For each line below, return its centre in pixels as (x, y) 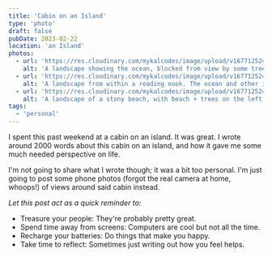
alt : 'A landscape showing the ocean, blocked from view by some (136, 69)
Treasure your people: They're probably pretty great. (108, 218)
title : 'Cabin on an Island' (57, 16)
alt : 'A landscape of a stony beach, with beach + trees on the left (143, 99)
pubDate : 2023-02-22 (43, 39)
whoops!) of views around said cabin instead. (84, 187)
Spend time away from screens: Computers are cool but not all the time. (140, 227)
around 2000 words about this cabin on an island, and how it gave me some (135, 146)
